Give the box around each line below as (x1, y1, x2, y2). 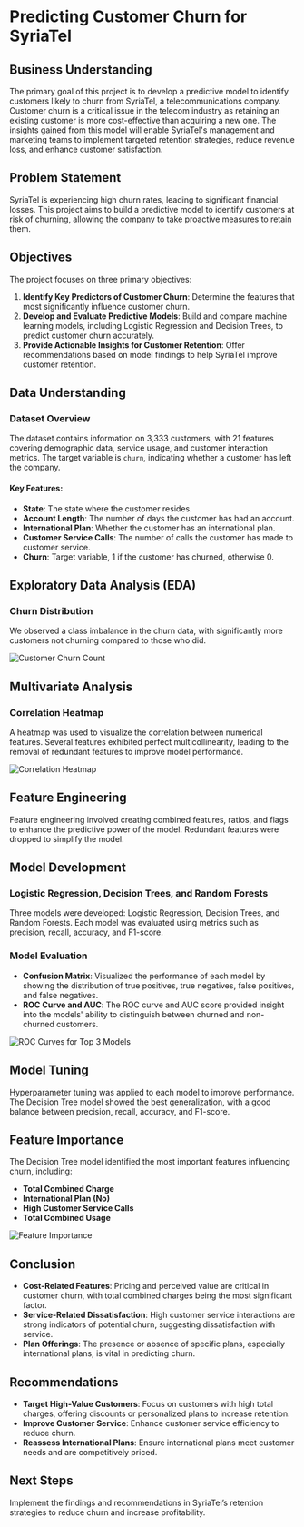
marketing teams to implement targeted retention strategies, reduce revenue (9, 134, 295, 144)
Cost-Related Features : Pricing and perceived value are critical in (22, 1281, 270, 1292)
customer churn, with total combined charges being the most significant (22, 1290, 293, 1301)
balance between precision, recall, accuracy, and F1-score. (9, 1106, 230, 1116)
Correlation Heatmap (9, 706, 104, 719)
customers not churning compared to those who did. (9, 635, 207, 646)
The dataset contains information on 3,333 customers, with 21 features (9, 433, 274, 444)
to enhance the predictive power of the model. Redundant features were (9, 824, 279, 835)
